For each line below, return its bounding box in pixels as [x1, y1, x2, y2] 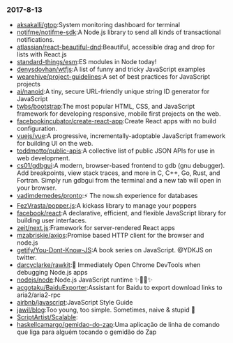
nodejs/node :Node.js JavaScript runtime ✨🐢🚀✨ [16, 275, 153, 284]
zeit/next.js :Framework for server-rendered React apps [16, 224, 175, 232]
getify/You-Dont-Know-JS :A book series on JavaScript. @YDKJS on [16, 246, 213, 254]
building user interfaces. [16, 216, 87, 224]
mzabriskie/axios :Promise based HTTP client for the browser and [16, 231, 204, 240]
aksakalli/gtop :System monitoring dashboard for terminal [16, 21, 181, 29]
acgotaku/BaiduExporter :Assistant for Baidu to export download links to [16, 284, 223, 292]
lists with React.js [16, 50, 67, 59]
